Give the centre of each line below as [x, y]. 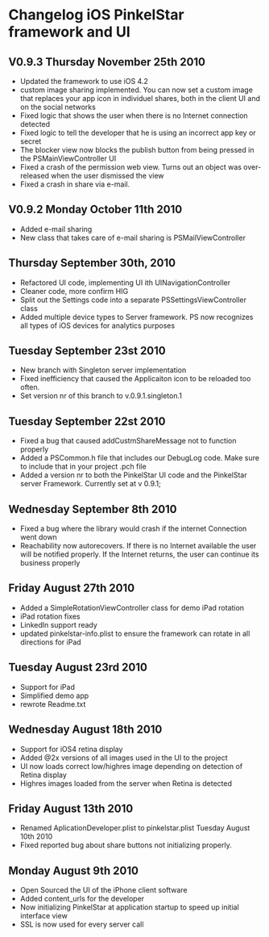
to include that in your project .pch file [83, 467]
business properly [50, 563]
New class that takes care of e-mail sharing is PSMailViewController [132, 237]
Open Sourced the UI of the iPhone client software [103, 890]
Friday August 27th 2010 [72, 588]
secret [31, 141]
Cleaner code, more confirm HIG [74, 291]
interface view [44, 916]
